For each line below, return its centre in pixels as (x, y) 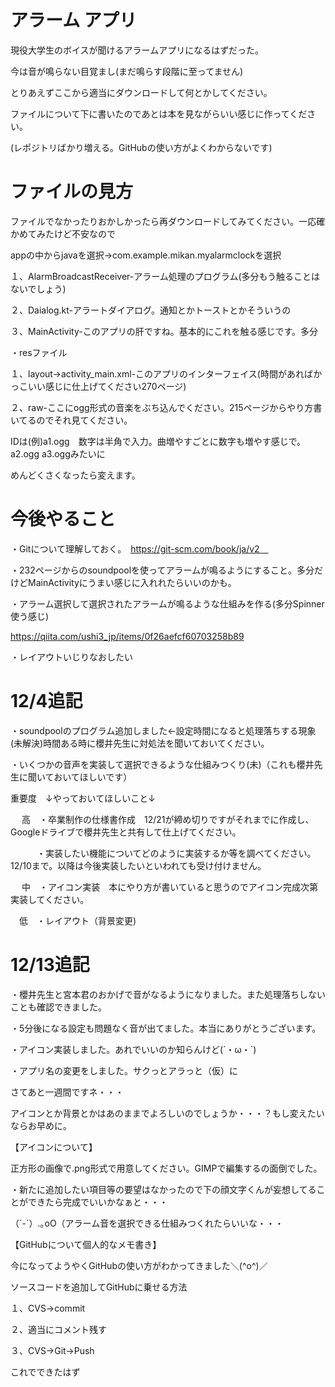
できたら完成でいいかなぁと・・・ (97, 1202)
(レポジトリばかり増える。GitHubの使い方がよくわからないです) (141, 147)
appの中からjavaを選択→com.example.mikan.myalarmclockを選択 (146, 255)
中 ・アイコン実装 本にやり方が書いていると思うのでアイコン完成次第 (170, 887)
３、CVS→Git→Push (52, 1350)
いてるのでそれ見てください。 (71, 420)
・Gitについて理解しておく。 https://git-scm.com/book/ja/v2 (135, 548)
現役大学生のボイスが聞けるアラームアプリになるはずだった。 (137, 50)
